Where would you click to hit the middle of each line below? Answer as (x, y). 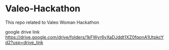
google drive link (23, 32)
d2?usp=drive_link (24, 42)
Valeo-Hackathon (43, 9)
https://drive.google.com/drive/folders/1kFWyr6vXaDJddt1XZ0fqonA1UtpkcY (84, 37)
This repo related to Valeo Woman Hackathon (52, 22)
